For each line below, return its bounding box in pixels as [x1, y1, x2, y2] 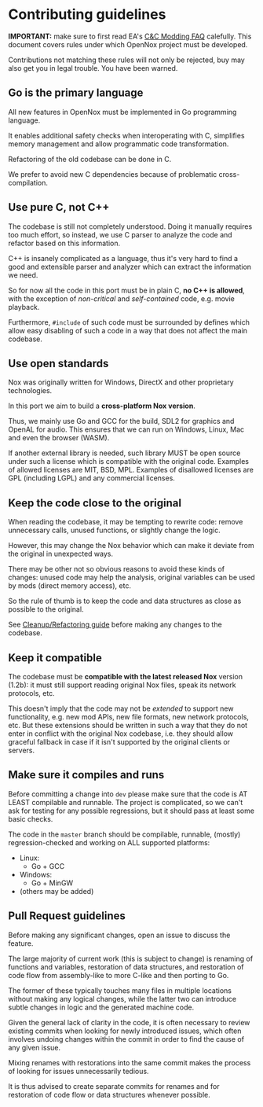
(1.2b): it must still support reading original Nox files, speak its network [8, 680, 236, 690]
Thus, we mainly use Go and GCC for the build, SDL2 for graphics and [8, 417, 235, 426]
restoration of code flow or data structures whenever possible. [8, 1090, 210, 1099]
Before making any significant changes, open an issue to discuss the [8, 930, 231, 940]
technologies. [8, 386, 53, 395]
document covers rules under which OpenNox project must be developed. [8, 39, 248, 49]
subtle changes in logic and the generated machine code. [8, 1002, 195, 1012]
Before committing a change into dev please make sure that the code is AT [8, 789, 248, 799]
